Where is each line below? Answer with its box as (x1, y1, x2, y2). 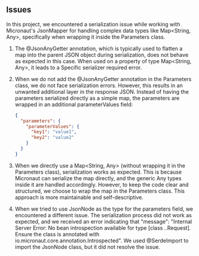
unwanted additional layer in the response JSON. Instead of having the (14, 88, 189, 95)
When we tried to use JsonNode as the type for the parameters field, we (14, 205, 194, 212)
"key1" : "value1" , (30, 129, 77, 135)
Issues (6, 5, 32, 15)
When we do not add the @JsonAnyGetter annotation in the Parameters (14, 75, 192, 82)
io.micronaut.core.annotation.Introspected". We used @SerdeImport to (14, 237, 189, 244)
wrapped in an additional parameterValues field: (14, 101, 133, 108)
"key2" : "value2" (30, 134, 75, 141)
